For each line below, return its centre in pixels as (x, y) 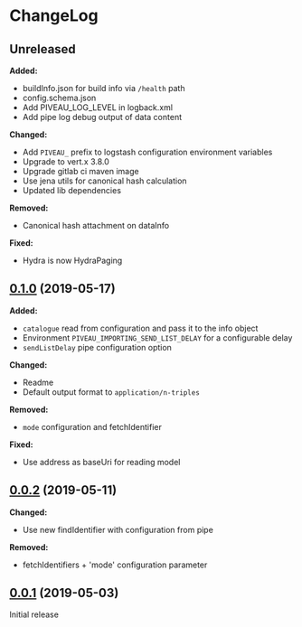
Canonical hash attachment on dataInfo (96, 225)
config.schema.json (59, 98)
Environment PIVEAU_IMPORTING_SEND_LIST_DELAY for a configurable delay (157, 337)
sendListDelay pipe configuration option (97, 347)
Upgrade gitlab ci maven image (80, 171)
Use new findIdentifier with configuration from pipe (118, 529)
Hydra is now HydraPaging (72, 260)
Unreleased (43, 49)
